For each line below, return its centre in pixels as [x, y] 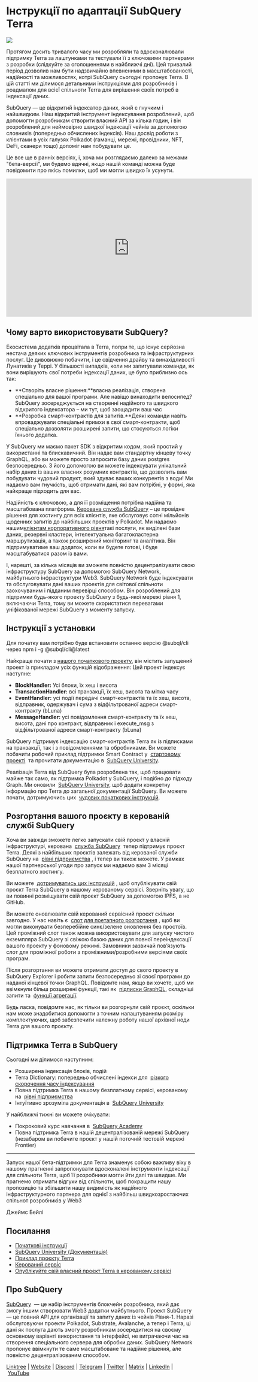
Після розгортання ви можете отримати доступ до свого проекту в [92, 970]
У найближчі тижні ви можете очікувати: [58, 1114]
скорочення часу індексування [54, 1084]
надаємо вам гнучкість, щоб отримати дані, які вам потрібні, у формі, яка [101, 484]
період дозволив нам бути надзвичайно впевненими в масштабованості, [100, 71]
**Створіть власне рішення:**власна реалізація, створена [90, 390]
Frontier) [25, 1145]
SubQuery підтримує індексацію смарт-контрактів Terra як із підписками [100, 741]
